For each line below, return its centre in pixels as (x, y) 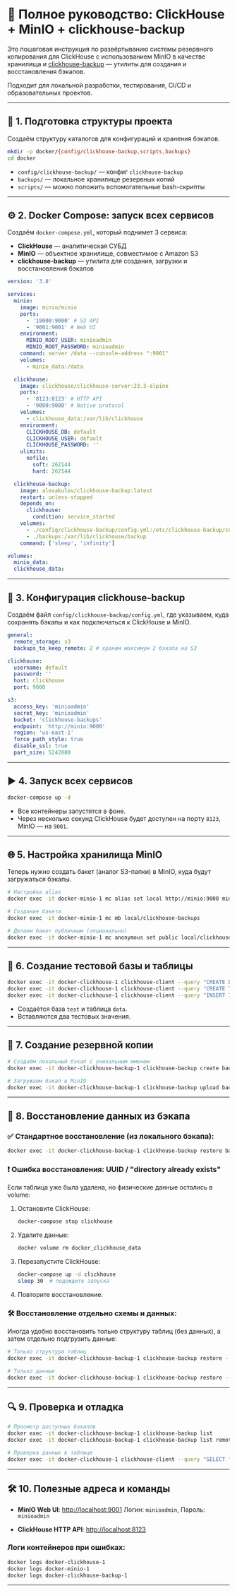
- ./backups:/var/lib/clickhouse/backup (86, 536)
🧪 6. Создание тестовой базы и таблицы (101, 966)
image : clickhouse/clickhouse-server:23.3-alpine (95, 386)
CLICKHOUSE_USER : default (64, 438)
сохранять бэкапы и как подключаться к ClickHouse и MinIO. (99, 622)
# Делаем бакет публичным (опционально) (68, 931)
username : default (41, 668)
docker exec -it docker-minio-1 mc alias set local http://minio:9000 (113, 899)
